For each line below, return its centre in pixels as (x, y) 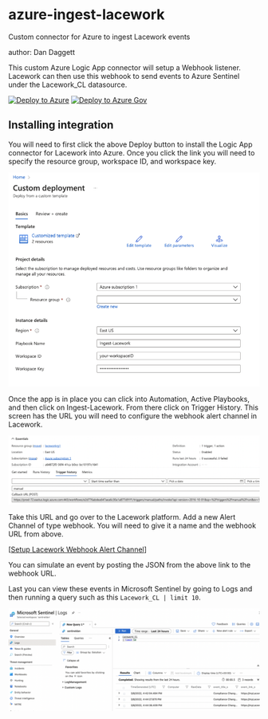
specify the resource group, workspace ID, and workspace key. (112, 161)
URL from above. (36, 534)
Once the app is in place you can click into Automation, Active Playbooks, (129, 399)
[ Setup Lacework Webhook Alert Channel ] (78, 550)
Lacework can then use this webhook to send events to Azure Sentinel (124, 76)
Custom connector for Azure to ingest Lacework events (99, 37)
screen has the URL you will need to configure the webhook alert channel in (133, 415)
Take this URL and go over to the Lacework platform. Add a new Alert (122, 517)
